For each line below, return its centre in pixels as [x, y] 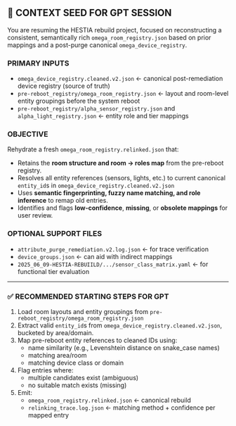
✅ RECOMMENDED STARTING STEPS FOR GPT [88, 296]
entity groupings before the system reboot [79, 101]
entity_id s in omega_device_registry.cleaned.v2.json [96, 186]
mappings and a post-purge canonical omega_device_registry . [97, 45]
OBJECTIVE [28, 134]
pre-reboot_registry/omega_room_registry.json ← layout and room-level [123, 94]
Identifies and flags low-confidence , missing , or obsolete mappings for [123, 208]
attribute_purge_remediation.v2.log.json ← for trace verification [113, 249]
